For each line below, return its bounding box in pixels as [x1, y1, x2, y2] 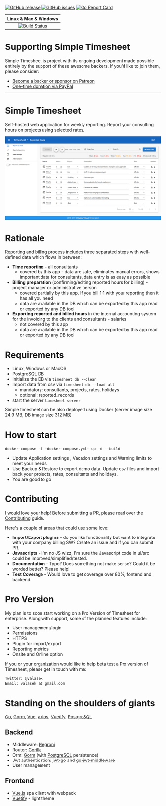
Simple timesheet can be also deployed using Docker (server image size [5, 407, 152, 413]
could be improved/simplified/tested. [12, 555, 87, 561]
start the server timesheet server [12, 397, 81, 403]
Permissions [12, 630, 38, 636]
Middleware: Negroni [12, 741, 55, 747]
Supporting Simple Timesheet [5, 42, 131, 53]
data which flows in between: [22, 254, 82, 260]
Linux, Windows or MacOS [12, 366, 67, 372]
